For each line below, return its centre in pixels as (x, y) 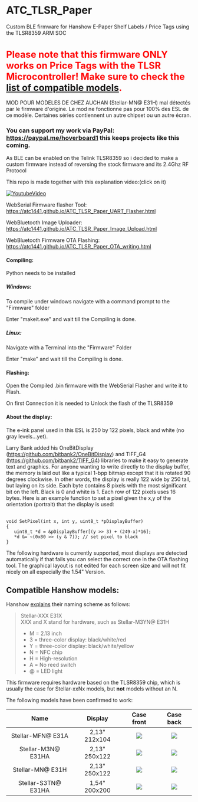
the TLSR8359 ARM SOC (36, 32)
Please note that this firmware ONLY (87, 54)
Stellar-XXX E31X (41, 616)
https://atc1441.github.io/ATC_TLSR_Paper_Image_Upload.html (82, 228)
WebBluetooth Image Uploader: (44, 222)
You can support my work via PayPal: (60, 130)
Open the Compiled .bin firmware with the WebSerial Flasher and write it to (97, 386)
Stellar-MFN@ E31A (40, 736)
